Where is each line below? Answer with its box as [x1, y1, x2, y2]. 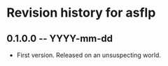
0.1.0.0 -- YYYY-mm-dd [6, 33, 113, 44]
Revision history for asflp [6, 5, 156, 21]
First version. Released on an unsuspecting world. [16, 51, 162, 59]
